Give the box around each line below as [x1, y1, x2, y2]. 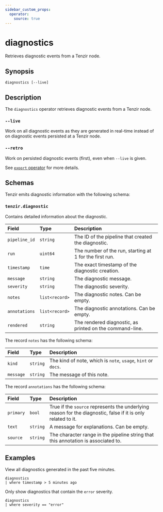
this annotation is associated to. [49, 437, 122, 444]
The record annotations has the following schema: [5, 383, 106, 389]
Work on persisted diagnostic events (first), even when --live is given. [5, 155, 147, 161]
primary [7, 410, 25, 415]
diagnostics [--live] [5, 80, 49, 85]
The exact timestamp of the [74, 261, 137, 268]
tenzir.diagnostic [5, 204, 49, 209]
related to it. [49, 415, 77, 422]
